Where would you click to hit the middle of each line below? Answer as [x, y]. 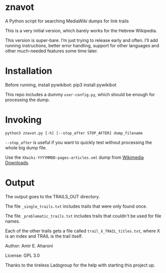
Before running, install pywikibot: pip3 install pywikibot [61, 85]
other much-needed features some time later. [52, 51]
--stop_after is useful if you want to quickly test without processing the [79, 142]
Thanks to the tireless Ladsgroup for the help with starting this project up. [80, 265]
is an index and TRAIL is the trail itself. [44, 236]
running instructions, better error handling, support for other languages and [82, 45]
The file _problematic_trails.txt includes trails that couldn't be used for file [83, 216]
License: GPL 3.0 [23, 255]
